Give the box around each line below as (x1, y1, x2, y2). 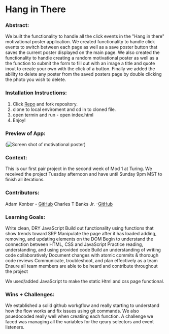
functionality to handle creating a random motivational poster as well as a (5, 55, 158, 61)
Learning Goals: (5, 213, 46, 220)
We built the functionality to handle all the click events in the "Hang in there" (5, 33, 165, 39)
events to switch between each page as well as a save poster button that (5, 44, 158, 50)
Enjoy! (12, 117, 26, 123)
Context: (5, 154, 27, 161)
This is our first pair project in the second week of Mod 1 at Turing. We (5, 165, 152, 172)
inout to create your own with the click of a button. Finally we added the (5, 66, 155, 72)
